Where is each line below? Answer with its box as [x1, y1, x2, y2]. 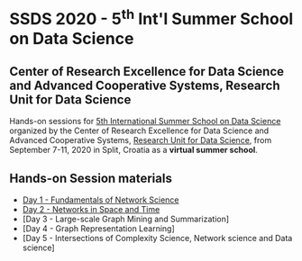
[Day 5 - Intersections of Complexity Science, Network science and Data [22, 233, 293, 244]
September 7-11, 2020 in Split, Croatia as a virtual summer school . [9, 145, 259, 156]
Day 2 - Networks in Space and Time [22, 204, 160, 215]
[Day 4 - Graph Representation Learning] [22, 223, 176, 234]
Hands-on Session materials [9, 170, 173, 185]
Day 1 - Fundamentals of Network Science [22, 194, 179, 205]
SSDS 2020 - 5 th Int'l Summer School [9, 5, 294, 30]
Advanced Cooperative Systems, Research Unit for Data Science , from [9, 135, 272, 146]
